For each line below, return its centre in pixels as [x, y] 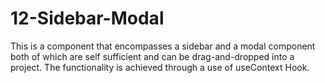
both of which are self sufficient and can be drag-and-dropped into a [152, 56]
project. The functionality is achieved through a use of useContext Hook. [160, 67]
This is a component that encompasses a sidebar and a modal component [163, 46]
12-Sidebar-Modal [87, 18]
